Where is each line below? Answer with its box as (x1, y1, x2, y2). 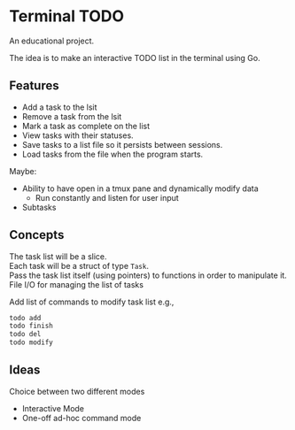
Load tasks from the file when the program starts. (21, 149, 204, 159)
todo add (9, 313, 42, 322)
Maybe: (9, 165, 37, 176)
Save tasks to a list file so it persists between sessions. (21, 139, 223, 150)
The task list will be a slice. (9, 250, 108, 262)
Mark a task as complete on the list (21, 120, 151, 131)
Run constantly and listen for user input (35, 192, 179, 203)
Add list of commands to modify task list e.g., (9, 296, 175, 307)
